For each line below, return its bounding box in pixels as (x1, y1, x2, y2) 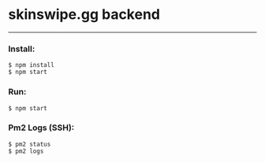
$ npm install (8, 61, 55, 69)
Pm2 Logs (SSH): (8, 122, 75, 133)
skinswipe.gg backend (8, 6, 160, 24)
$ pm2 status (8, 140, 51, 148)
